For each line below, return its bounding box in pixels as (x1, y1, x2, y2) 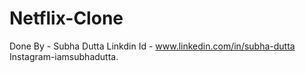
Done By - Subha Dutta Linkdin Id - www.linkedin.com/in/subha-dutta (9, 40, 296, 52)
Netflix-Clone (9, 7, 124, 30)
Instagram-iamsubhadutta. (9, 50, 119, 62)
